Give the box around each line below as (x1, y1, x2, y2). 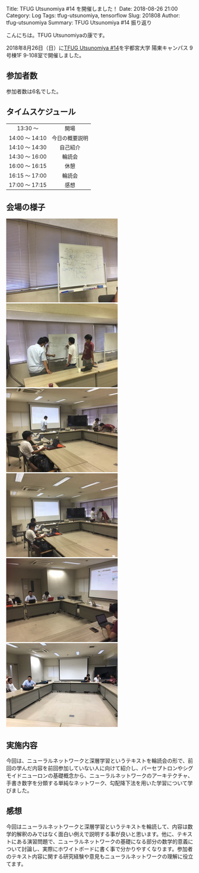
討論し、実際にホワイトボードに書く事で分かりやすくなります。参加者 (21, 845, 193, 852)
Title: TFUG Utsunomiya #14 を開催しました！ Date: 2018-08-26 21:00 (6, 5, 178, 12)
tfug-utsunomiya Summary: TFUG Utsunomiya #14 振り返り (6, 19, 153, 26)
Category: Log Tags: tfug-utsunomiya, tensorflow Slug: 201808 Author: (6, 12, 180, 19)
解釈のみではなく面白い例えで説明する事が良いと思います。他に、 (16, 830, 177, 837)
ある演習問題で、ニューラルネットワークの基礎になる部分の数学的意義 (16, 838, 188, 845)
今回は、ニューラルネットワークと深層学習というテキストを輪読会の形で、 (6, 757, 188, 764)
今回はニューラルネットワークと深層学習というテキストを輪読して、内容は (6, 823, 188, 830)
